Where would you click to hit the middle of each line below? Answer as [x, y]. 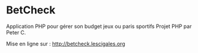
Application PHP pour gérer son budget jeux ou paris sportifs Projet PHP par [99, 26]
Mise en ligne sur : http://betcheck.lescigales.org [66, 44]
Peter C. [16, 32]
